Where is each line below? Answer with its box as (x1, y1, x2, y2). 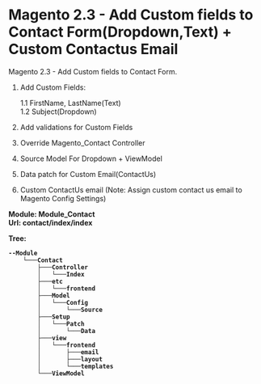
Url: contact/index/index (8, 217, 93, 227)
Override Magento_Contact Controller (19, 137, 145, 147)
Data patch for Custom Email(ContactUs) (19, 169, 157, 179)
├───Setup (37, 313, 70, 321)
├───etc (37, 277, 63, 285)
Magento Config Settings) (19, 193, 107, 203)
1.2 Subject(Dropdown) (19, 107, 97, 116)
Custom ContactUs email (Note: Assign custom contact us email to (19, 184, 242, 195)
